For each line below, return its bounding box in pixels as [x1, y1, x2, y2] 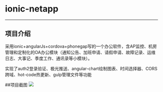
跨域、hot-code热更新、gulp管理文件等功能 [5, 71, 92, 78]
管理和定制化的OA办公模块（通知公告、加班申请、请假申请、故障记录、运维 [5, 49, 156, 55]
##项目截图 [5, 82, 28, 88]
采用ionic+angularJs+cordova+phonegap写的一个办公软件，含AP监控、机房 [5, 43, 157, 49]
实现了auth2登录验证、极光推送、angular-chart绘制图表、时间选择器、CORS [5, 66, 158, 71]
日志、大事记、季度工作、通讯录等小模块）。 [5, 55, 92, 61]
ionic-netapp [5, 3, 59, 14]
